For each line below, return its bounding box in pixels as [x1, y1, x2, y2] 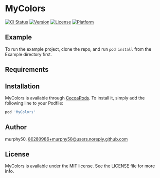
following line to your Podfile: [5, 100, 64, 106]
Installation [5, 82, 40, 90]
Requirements [5, 65, 49, 74]
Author [5, 123, 27, 132]
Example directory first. [5, 51, 52, 57]
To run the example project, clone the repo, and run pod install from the [5, 46, 152, 52]
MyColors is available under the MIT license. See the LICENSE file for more [5, 163, 155, 169]
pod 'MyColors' [5, 109, 36, 115]
